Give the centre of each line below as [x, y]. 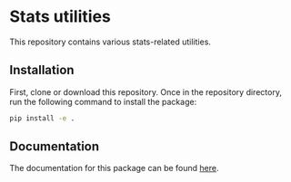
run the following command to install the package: [103, 101]
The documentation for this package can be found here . [114, 168]
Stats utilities [60, 17]
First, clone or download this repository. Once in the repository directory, [145, 91]
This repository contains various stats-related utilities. [110, 42]
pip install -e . [42, 118]
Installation [42, 70]
